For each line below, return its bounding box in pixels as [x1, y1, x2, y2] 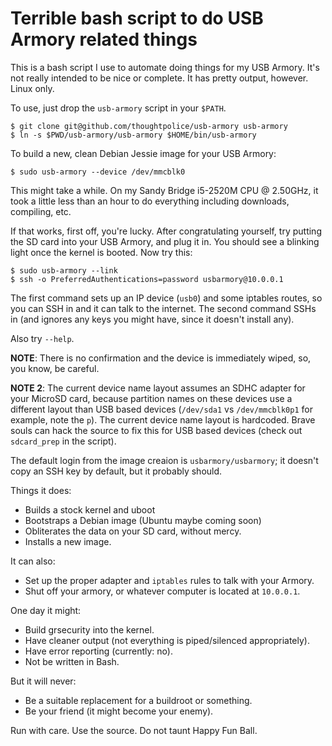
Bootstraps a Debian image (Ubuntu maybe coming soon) [24, 514, 262, 526]
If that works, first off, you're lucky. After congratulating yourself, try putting [10, 225, 322, 237]
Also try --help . [10, 332, 75, 344]
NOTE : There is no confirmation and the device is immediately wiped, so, [10, 352, 312, 364]
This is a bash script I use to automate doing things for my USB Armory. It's [10, 61, 320, 73]
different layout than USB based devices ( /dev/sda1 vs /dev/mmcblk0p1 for [10, 403, 313, 415]
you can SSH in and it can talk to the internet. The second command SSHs [10, 302, 317, 314]
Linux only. [10, 82, 55, 94]
